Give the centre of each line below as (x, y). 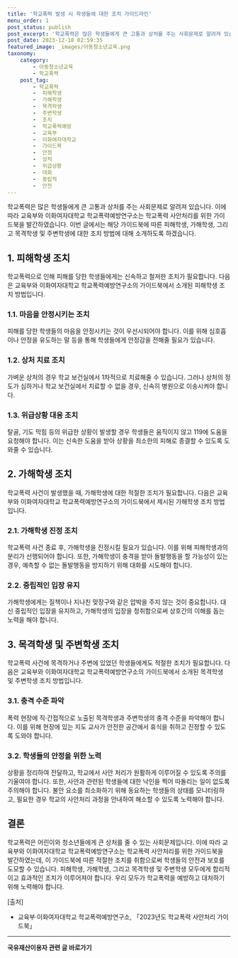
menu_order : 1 (28, 21)
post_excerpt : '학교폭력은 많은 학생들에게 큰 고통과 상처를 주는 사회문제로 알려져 (114, 34)
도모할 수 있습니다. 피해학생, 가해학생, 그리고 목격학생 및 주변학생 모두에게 (109, 868)
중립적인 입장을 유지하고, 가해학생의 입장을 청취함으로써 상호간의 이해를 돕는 (120, 611)
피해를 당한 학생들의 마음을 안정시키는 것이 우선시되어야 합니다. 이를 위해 (107, 331)
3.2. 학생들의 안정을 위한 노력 (54, 755)
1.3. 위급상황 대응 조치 (43, 415)
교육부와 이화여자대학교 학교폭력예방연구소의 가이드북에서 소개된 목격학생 (122, 672)
